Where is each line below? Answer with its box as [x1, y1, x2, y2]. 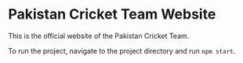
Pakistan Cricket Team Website [8, 5, 216, 23]
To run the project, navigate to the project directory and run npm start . [8, 46, 236, 55]
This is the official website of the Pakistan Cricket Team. [8, 31, 190, 40]
